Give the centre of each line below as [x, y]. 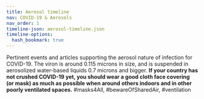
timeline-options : [30, 35]
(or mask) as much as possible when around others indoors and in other [99, 83]
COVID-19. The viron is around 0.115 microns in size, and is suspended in [97, 64]
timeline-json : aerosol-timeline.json [55, 29]
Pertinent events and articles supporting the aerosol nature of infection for [100, 57]
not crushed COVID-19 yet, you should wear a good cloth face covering [98, 77]
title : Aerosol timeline [38, 12]
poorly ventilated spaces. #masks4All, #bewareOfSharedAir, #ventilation [99, 90]
